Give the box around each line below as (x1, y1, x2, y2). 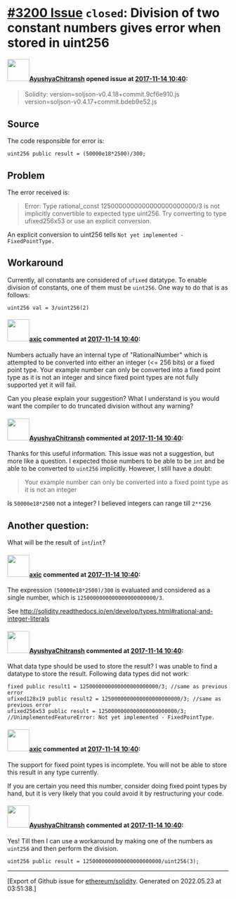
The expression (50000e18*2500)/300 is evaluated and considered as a (7, 586, 211, 595)
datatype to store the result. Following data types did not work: (7, 669, 190, 678)
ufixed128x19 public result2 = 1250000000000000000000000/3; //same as (7, 695, 221, 702)
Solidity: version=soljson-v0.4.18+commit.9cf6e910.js (24, 90, 180, 99)
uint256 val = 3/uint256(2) (7, 304, 90, 311)
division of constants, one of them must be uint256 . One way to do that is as (7, 283, 228, 292)
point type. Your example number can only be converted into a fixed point (7, 366, 221, 374)
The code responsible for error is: (7, 137, 105, 145)
